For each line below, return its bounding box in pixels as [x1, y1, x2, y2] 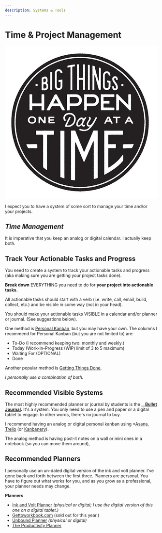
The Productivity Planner [12, 522, 62, 528]
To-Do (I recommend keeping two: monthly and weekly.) [12, 340, 125, 346]
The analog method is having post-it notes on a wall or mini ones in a [5, 436, 143, 441]
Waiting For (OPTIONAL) [12, 351, 61, 356]
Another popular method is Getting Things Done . [5, 365, 102, 371]
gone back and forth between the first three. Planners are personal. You [5, 473, 148, 479]
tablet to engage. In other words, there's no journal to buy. [5, 412, 121, 417]
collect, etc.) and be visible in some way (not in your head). [5, 302, 123, 307]
